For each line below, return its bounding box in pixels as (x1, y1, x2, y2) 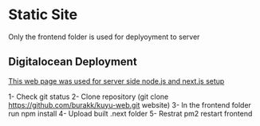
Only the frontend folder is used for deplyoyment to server (8, 32, 200, 41)
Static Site (8, 6, 78, 24)
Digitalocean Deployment (8, 55, 137, 69)
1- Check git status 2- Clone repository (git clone (8, 92, 169, 101)
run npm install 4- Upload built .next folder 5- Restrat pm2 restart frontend (8, 108, 253, 118)
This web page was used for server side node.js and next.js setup (8, 76, 225, 85)
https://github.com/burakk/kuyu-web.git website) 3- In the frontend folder (8, 100, 251, 109)
